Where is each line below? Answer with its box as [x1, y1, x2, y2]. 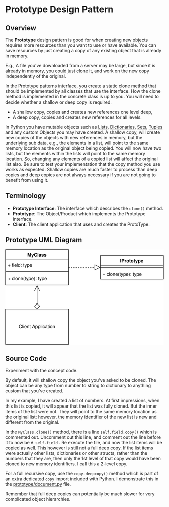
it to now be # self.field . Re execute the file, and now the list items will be [5, 440, 162, 446]
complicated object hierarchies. [5, 496, 71, 502]
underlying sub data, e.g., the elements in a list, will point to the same [5, 140, 149, 146]
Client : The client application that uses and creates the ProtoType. [12, 221, 150, 227]
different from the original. [5, 419, 60, 425]
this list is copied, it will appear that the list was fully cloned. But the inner [5, 403, 157, 409]
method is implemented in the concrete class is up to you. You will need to [5, 94, 159, 99]
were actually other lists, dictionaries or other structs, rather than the [5, 450, 147, 456]
